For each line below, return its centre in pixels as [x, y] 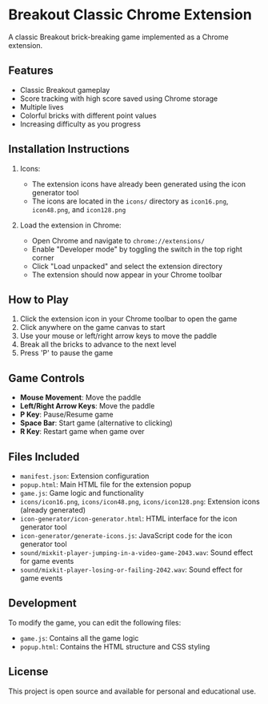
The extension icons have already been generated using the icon [139, 184]
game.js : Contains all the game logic [79, 638]
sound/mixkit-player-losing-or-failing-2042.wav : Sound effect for [131, 569]
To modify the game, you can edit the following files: [95, 622]
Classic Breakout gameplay [65, 90]
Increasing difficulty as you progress [80, 124]
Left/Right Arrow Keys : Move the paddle [87, 406]
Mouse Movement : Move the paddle [80, 397]
